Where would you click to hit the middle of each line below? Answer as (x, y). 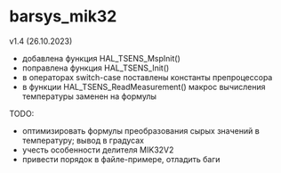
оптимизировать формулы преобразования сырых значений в (140, 130)
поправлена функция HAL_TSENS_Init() (96, 68)
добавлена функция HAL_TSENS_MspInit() (101, 58)
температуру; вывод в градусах (83, 140)
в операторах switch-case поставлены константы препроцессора (147, 77)
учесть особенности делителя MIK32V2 (98, 150)
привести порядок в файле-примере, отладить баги (121, 159)
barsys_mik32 (63, 16)
